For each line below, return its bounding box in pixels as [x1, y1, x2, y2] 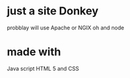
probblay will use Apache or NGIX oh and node [7, 24, 125, 31]
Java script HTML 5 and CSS [7, 65, 80, 72]
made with [7, 45, 61, 59]
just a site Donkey [7, 4, 99, 18]
